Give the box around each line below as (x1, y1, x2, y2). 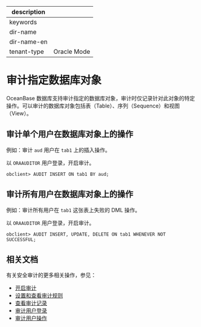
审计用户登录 (14, 307, 47, 314)
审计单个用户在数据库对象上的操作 (6, 129, 133, 140)
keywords (9, 18, 37, 26)
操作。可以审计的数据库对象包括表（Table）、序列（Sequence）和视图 (6, 102, 180, 109)
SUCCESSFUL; (6, 236, 36, 242)
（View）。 (6, 109, 32, 117)
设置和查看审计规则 (14, 292, 63, 299)
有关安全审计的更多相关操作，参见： (6, 271, 97, 279)
